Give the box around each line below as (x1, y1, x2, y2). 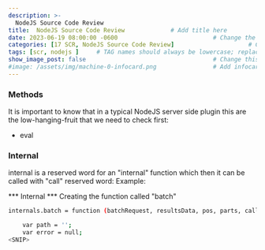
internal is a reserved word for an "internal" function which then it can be (8, 168, 245, 177)
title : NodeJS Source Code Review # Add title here (8, 26, 227, 34)
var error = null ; (22, 229, 83, 237)
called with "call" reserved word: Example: (8, 177, 146, 186)
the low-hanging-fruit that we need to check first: (8, 115, 170, 125)
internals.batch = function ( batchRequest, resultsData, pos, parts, (8, 207, 242, 215)
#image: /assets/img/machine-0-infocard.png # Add (8, 63, 231, 71)
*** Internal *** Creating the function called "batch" (8, 192, 177, 201)
